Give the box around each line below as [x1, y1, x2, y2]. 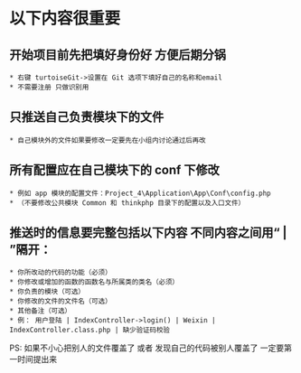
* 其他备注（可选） [9, 306, 72, 316]
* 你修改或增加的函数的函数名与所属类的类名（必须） [9, 277, 179, 287]
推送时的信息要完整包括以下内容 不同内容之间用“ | [9, 225, 287, 240]
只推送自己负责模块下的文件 [9, 109, 165, 125]
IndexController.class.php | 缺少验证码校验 [9, 326, 170, 335]
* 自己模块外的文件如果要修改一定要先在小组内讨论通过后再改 [9, 135, 206, 145]
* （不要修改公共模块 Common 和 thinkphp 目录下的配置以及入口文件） [9, 198, 246, 208]
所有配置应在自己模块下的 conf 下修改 [9, 163, 220, 178]
